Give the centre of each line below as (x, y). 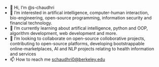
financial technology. (31, 23)
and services (23, 54)
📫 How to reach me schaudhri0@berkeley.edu (57, 59)
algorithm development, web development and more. (63, 33)
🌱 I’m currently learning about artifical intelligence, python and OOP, (79, 28)
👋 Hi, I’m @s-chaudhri (32, 8)
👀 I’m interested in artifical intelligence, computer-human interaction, (79, 13)
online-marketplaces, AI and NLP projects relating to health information (82, 49)
